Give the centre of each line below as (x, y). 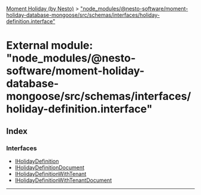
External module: (50, 46)
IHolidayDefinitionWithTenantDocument (63, 180)
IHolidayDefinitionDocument (50, 167)
